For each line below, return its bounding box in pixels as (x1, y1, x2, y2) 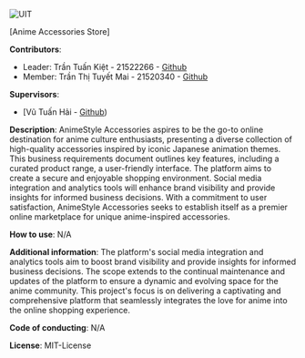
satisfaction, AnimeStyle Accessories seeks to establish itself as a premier (9, 201, 289, 212)
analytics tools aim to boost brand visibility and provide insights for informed (9, 256, 297, 267)
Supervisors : (9, 89, 60, 99)
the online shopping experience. (9, 305, 130, 315)
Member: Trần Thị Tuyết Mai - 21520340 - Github (22, 71, 208, 82)
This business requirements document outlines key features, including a (9, 153, 280, 164)
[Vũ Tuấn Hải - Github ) (22, 107, 107, 118)
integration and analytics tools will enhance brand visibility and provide (9, 182, 276, 193)
